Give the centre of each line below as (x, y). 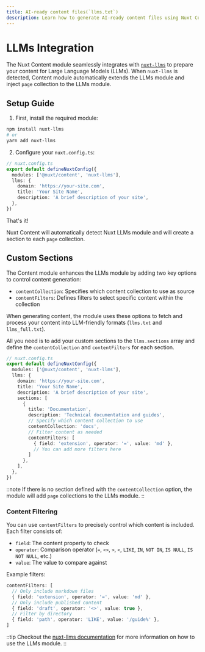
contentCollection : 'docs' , (64, 427)
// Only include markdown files (53, 591)
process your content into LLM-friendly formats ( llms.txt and (84, 322)
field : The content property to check (62, 543)
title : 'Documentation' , (60, 410)
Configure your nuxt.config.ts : (55, 152)
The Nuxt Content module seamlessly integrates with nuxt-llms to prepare (100, 65)
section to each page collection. (46, 239)
